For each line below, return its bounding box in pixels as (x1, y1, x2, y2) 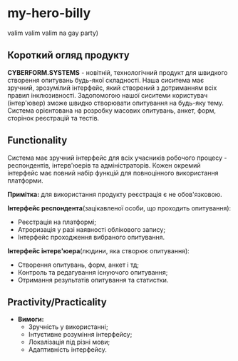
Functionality (7, 134, 68, 147)
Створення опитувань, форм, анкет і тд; (17, 260, 140, 269)
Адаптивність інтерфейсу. (28, 345, 107, 354)
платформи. (7, 176, 44, 185)
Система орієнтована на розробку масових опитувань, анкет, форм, (7, 106, 216, 115)
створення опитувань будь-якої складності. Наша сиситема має (7, 76, 205, 84)
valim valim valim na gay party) (7, 29, 98, 37)
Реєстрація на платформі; (17, 218, 97, 226)
